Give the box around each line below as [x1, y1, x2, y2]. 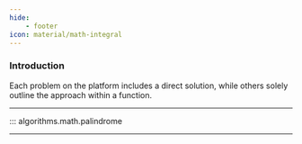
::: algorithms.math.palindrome [9, 115, 123, 126]
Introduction [9, 59, 65, 72]
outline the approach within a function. [9, 89, 153, 100]
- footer [25, 22, 58, 31]
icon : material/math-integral [9, 30, 123, 39]
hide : [9, 13, 30, 22]
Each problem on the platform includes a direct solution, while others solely [9, 80, 289, 91]
